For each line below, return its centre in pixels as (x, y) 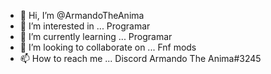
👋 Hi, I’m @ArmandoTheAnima (82, 15)
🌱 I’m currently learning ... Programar (96, 36)
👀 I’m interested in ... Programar (85, 26)
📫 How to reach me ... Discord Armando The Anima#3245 (140, 58)
